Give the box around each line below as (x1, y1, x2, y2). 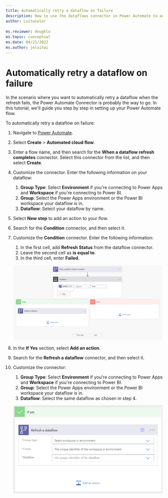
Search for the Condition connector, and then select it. (12, 225, 126, 231)
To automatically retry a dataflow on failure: (5, 120, 95, 126)
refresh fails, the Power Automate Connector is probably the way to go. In (5, 99, 157, 105)
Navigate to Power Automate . (12, 129, 74, 135)
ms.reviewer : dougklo (5, 29, 51, 34)
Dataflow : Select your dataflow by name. (20, 205, 105, 211)
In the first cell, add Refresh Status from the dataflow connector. (20, 244, 154, 250)
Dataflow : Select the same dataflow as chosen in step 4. (20, 395, 137, 401)
